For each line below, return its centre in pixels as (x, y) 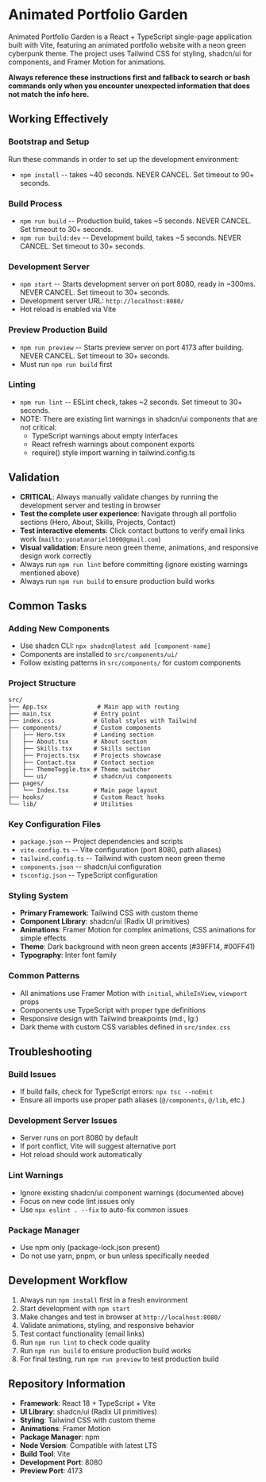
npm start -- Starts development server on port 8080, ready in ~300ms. (138, 284)
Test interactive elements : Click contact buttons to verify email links (132, 531)
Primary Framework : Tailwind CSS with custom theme (109, 913)
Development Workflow (68, 1281)
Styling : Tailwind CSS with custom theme (88, 1420)
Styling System (39, 895)
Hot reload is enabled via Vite (68, 309)
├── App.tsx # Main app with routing (94, 707)
